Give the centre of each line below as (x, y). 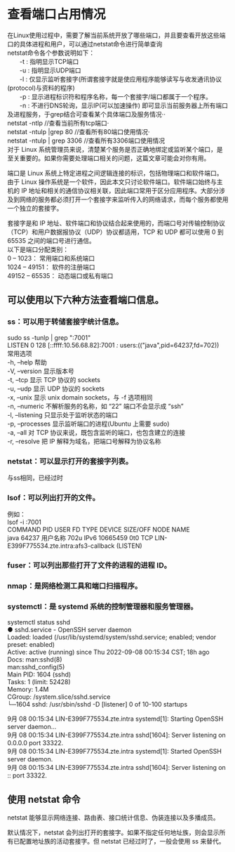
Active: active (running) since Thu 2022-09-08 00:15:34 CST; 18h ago (108, 652)
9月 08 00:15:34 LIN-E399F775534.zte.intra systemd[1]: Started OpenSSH (115, 752)
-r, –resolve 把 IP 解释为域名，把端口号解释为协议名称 (84, 441)
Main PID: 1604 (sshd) (39, 674)
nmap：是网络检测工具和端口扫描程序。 (75, 586)
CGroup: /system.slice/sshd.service (59, 697)
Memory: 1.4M (28, 690)
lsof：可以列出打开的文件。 (54, 497)
